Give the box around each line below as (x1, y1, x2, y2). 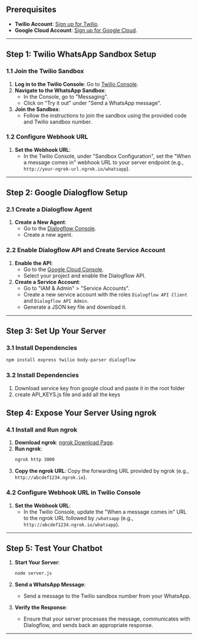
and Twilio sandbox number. (23, 118, 93, 125)
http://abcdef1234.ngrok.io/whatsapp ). (23, 521, 120, 528)
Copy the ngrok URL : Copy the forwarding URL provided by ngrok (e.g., (14, 468, 189, 475)
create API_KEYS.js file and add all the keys (14, 391, 121, 398)
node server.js (14, 570, 52, 576)
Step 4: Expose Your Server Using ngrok (6, 408, 157, 418)
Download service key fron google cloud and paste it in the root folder (14, 384, 185, 391)
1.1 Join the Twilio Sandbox (6, 67, 84, 76)
